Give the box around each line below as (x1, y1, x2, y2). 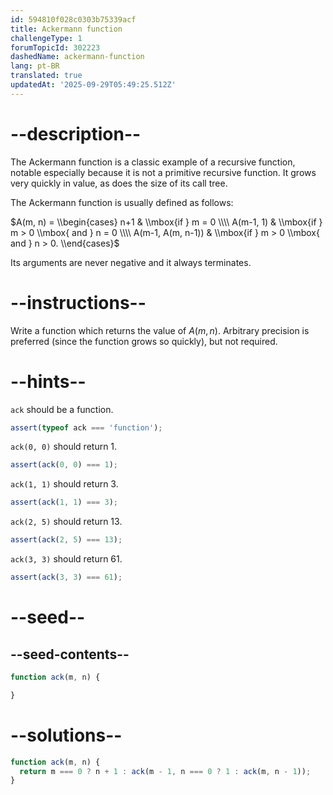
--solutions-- (10, 724, 123, 746)
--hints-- (10, 370, 87, 393)
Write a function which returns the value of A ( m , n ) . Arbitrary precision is (10, 324, 310, 336)
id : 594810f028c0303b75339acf (10, 14, 137, 25)
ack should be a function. (10, 403, 114, 415)
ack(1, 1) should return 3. (10, 478, 119, 490)
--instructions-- (10, 291, 147, 314)
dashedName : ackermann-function (10, 52, 145, 62)
